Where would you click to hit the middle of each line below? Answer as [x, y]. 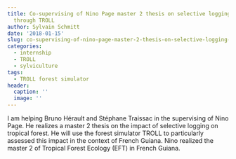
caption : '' [31, 92]
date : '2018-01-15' [36, 33]
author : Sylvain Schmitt [44, 27]
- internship [33, 53]
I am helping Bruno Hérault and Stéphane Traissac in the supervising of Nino [118, 118]
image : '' [28, 99]
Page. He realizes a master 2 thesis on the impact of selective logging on [113, 126]
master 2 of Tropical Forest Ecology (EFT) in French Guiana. [94, 148]
